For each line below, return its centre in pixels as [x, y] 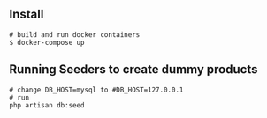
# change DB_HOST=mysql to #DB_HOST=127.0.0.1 [96, 90]
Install [27, 15]
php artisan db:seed [47, 105]
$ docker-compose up [47, 42]
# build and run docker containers [75, 34]
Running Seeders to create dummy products [133, 70]
